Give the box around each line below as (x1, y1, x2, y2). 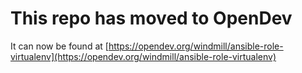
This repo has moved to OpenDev (10, 7, 293, 30)
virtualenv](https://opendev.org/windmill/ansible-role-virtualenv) (10, 50, 277, 62)
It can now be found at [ (10, 40, 109, 52)
